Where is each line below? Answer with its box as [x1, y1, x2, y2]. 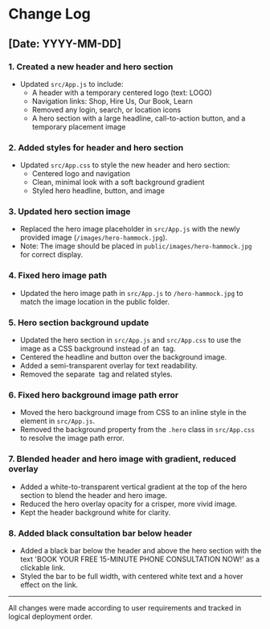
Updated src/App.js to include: [19, 79, 124, 88]
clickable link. [19, 562, 66, 572]
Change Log [8, 5, 91, 23]
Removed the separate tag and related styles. [19, 369, 173, 379]
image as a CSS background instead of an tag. [19, 343, 176, 354]
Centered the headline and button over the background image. [19, 352, 227, 362]
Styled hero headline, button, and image [31, 186, 165, 195]
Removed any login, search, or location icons [31, 105, 182, 114]
